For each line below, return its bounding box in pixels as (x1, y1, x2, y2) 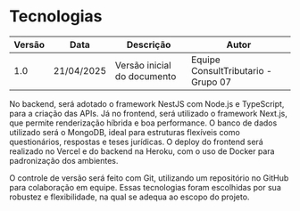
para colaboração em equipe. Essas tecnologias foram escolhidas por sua (9, 182, 281, 192)
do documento (114, 69, 177, 82)
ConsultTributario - (190, 64, 272, 77)
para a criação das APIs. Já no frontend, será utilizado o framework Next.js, (9, 108, 288, 118)
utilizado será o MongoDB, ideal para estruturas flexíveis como (9, 126, 241, 137)
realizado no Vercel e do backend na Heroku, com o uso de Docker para (9, 145, 275, 157)
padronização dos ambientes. (9, 155, 119, 166)
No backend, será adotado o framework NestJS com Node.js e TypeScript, (9, 98, 285, 109)
